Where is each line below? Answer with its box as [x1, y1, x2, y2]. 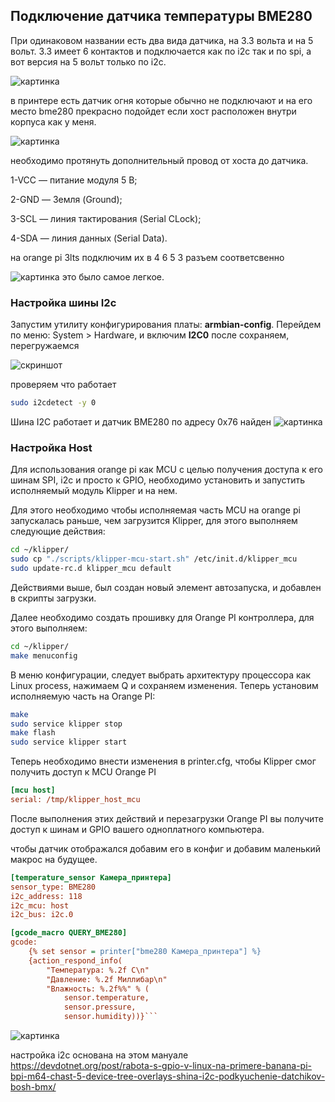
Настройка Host [10, 440, 93, 454]
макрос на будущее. [10, 853, 98, 865]
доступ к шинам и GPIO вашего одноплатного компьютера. [10, 823, 265, 835]
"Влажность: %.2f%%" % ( [46, 984, 150, 994]
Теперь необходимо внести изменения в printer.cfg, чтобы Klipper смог [10, 755, 317, 768]
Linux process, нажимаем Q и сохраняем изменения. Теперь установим [10, 679, 319, 691]
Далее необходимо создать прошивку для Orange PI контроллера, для [10, 611, 315, 623]
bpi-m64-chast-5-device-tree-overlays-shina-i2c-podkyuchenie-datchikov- [10, 1070, 326, 1083]
